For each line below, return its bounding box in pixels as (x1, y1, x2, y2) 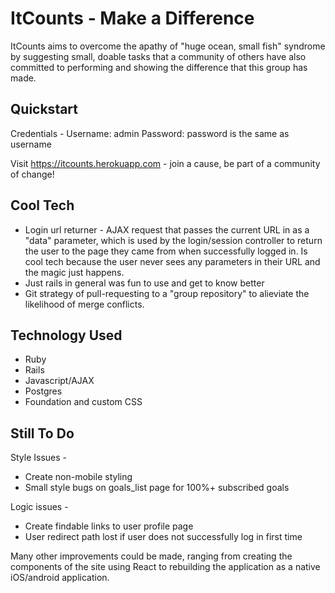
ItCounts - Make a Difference (10, 7, 255, 30)
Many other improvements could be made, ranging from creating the (10, 550, 293, 562)
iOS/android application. (10, 572, 110, 584)
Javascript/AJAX (24, 375, 95, 387)
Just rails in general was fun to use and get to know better (24, 277, 265, 289)
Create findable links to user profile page (24, 520, 194, 532)
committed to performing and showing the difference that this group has (10, 61, 308, 73)
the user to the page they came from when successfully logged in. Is (24, 245, 308, 257)
